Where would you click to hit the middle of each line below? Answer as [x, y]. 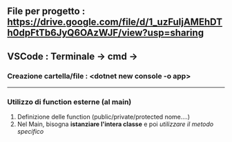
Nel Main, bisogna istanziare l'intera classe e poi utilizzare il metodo [115, 124]
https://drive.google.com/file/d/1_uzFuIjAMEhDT [115, 22]
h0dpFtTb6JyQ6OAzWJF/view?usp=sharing [106, 33]
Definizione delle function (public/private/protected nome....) [104, 117]
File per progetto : [46, 11]
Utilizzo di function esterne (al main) [69, 102]
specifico [30, 132]
